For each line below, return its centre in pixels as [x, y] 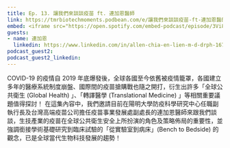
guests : [18, 32]
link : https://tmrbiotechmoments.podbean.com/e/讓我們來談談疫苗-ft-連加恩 [112, 20]
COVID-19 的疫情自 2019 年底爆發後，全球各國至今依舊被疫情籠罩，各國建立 [114, 78]
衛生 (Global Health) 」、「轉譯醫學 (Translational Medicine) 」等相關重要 [114, 95]
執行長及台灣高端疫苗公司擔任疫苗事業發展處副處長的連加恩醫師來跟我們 [109, 112]
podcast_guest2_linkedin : [44, 58]
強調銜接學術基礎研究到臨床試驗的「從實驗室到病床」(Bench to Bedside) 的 [113, 129]
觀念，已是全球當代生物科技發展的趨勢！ [64, 138]
